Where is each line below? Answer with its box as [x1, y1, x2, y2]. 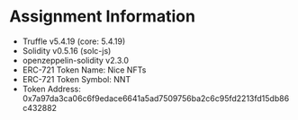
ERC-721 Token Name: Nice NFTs [22, 64, 147, 75]
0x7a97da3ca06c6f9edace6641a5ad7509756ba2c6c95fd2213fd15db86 [22, 92, 290, 104]
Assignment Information [9, 6, 196, 27]
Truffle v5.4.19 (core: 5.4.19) [22, 36, 126, 47]
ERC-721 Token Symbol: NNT [22, 73, 131, 84]
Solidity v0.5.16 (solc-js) [22, 45, 112, 56]
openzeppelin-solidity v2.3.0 [22, 55, 129, 65]
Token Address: [22, 83, 81, 94]
